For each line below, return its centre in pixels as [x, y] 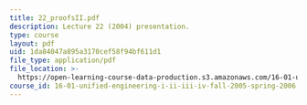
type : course [34, 35]
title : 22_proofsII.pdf [55, 18]
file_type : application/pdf [63, 60]
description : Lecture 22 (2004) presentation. [100, 26]
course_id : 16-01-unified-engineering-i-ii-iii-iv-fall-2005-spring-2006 [153, 86]
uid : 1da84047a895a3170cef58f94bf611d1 [85, 52]
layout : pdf [32, 43]
